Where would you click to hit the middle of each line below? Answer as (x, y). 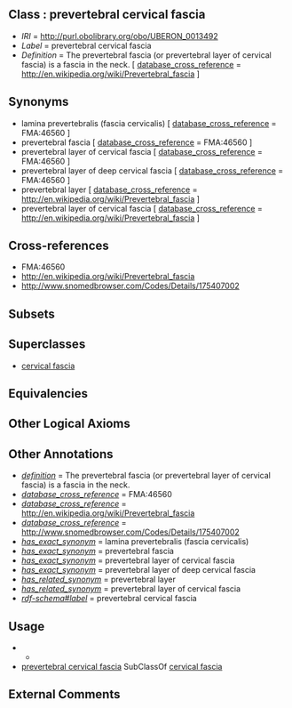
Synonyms (39, 102)
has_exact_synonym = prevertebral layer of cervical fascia (128, 560)
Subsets (32, 314)
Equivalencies (48, 394)
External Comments (64, 694)
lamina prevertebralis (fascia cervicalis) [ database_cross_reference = (149, 123)
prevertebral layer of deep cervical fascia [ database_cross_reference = (152, 170)
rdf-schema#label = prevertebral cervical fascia (109, 599)
